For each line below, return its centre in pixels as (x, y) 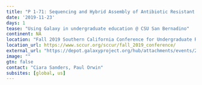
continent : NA (24, 34)
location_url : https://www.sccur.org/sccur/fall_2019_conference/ (91, 45)
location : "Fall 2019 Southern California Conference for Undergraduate (99, 40)
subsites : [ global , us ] (36, 73)
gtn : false (20, 62)
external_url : (24, 51)
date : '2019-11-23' (31, 17)
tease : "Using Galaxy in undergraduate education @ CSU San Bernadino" (98, 28)
